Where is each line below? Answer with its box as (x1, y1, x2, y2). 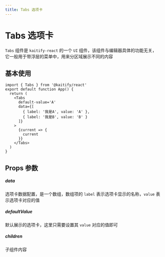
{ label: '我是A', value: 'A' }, (23, 110, 90, 114)
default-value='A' (18, 100, 56, 105)
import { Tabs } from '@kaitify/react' (5, 82, 87, 88)
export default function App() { (5, 87, 74, 92)
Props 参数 (5, 164, 38, 172)
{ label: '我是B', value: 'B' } (23, 114, 88, 120)
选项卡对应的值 (9, 197, 40, 203)
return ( (9, 91, 28, 96)
